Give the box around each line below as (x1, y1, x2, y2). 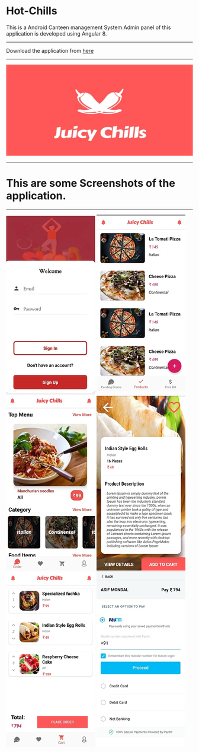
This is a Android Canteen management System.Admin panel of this (6, 24, 171, 31)
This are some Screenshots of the (6, 177, 176, 190)
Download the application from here (6, 47, 94, 54)
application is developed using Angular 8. (6, 30, 107, 37)
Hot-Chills (6, 4, 57, 18)
